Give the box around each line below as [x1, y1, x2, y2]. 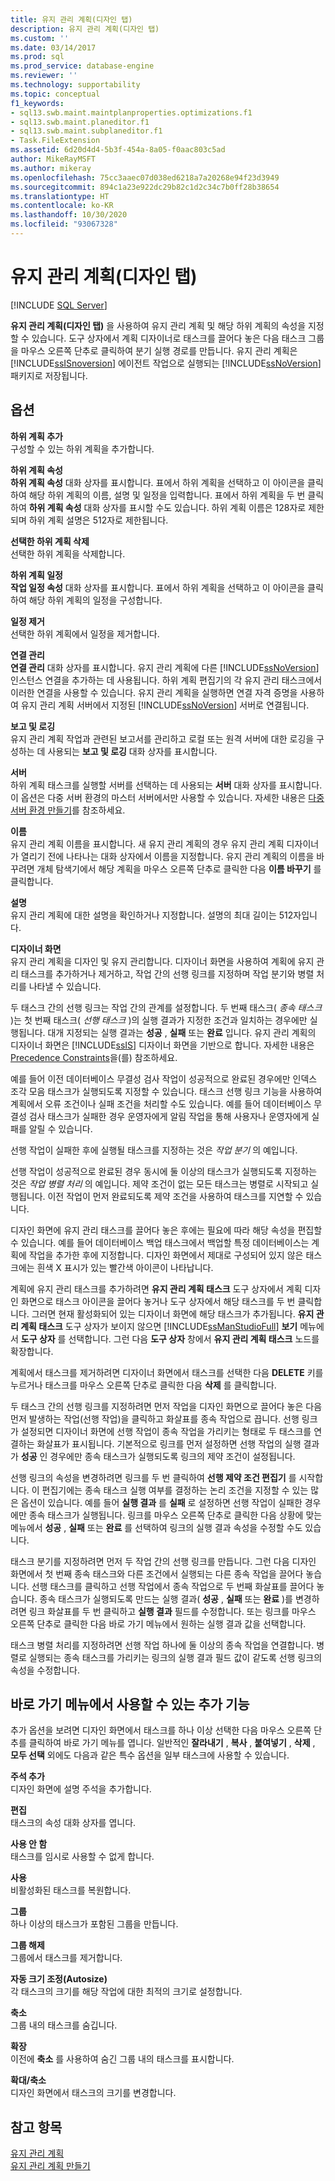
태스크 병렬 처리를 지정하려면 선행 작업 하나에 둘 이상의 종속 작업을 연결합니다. [10, 1639, 315, 1651]
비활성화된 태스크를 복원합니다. [10, 1884, 132, 1896]
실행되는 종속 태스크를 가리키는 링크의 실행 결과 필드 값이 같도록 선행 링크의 [28, 1651, 323, 1663]
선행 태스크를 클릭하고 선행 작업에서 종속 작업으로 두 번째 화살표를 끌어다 [31, 1580, 315, 1592]
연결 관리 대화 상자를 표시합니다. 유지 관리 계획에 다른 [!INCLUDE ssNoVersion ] [10, 661, 320, 673]
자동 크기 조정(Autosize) [10, 1973, 108, 1985]
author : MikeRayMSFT [10, 154, 97, 164]
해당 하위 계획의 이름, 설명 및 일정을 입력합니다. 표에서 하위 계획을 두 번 [28, 489, 306, 501]
